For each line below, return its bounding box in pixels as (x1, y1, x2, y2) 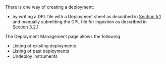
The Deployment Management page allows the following (5, 34, 120, 39)
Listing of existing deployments (12, 43, 77, 48)
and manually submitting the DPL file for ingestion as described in (12, 19, 147, 24)
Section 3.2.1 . (12, 24, 40, 30)
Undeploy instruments (12, 53, 58, 59)
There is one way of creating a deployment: (5, 4, 94, 10)
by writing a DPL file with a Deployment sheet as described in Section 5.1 (12, 14, 161, 19)
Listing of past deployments (12, 48, 69, 54)
